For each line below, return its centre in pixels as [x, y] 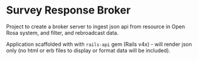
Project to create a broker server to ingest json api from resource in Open [96, 26]
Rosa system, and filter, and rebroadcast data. [62, 32]
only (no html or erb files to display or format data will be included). [88, 50]
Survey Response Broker [68, 10]
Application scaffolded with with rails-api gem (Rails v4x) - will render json [99, 44]
